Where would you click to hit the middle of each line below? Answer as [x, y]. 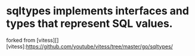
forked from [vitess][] [32, 40]
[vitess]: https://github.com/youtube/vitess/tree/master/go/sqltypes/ [89, 46]
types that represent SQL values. [89, 24]
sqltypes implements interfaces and [98, 11]
